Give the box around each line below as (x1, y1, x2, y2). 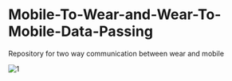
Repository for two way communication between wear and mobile (8, 48, 225, 58)
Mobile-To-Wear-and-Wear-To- (8, 6, 222, 24)
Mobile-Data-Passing (8, 22, 154, 40)
